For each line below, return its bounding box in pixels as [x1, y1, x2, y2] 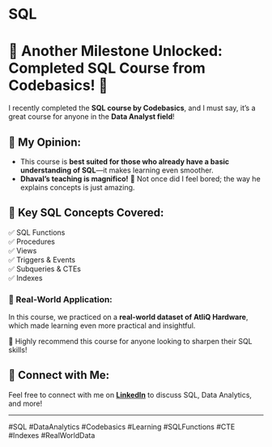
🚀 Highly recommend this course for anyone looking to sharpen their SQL [8, 337, 253, 347]
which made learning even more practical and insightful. [8, 321, 196, 330]
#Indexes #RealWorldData [8, 430, 96, 440]
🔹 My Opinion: [8, 135, 81, 149]
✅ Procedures [8, 236, 55, 246]
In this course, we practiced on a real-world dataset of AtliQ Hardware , [8, 313, 249, 322]
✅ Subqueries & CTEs [8, 264, 81, 274]
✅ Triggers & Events [8, 254, 75, 264]
